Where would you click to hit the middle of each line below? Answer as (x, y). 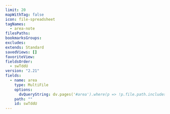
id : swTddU (26, 104)
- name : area (24, 80)
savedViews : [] (21, 52)
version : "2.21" (22, 71)
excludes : (16, 43)
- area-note (23, 29)
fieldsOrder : (19, 62)
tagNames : (16, 24)
